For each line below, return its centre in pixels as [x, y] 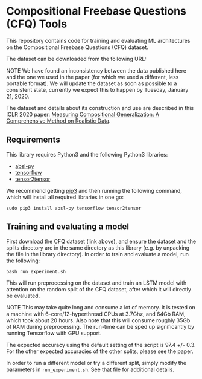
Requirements [33, 140]
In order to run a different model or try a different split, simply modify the [96, 363]
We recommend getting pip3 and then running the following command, [94, 190]
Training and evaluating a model [68, 227]
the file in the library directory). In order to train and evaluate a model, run [97, 254]
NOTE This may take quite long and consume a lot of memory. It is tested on [101, 307]
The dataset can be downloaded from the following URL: [76, 59]
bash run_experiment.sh [36, 271]
